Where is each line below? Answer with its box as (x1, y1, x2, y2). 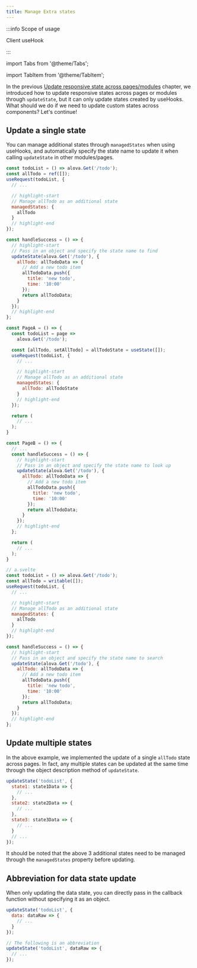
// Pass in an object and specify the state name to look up (17, 463, 171, 469)
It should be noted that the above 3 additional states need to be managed (6, 850, 186, 857)
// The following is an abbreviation (6, 940, 100, 946)
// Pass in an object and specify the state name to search (11, 655, 163, 661)
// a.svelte (6, 567, 36, 573)
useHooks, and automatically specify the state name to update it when (6, 147, 179, 155)
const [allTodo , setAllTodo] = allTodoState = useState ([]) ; (11, 347, 166, 353)
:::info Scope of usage (6, 25, 61, 32)
